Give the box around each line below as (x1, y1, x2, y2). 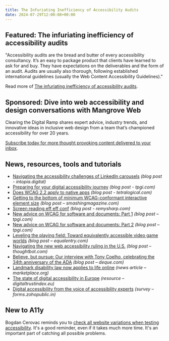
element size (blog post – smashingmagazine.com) (12, 200, 120, 206)
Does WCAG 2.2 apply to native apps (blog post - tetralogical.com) (12, 189, 152, 195)
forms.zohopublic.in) (12, 291, 56, 297)
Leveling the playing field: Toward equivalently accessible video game (12, 232, 158, 238)
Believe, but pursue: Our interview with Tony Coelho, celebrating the (12, 254, 155, 260)
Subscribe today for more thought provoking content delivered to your (5, 140, 151, 146)
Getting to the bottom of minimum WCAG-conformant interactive (12, 194, 147, 201)
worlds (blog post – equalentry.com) (12, 237, 88, 243)
